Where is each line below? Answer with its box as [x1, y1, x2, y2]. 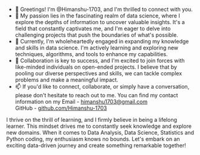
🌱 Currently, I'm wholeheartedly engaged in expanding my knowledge [15, 38, 189, 45]
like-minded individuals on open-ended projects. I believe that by [15, 63, 177, 71]
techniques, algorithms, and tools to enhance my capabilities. [15, 51, 168, 57]
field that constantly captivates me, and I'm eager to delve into [15, 25, 171, 32]
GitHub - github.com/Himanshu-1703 [15, 104, 108, 112]
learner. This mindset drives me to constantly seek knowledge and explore [6, 122, 192, 130]
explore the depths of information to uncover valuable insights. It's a [15, 19, 185, 25]
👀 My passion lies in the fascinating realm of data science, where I [15, 12, 180, 19]
